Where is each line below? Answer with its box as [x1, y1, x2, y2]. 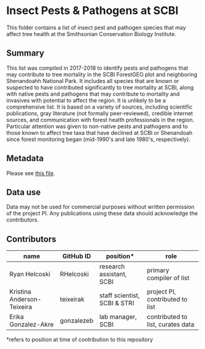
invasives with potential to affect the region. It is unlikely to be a [6, 96, 166, 104]
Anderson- [9, 295, 41, 304]
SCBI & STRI [99, 299, 134, 308]
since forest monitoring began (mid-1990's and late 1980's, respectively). [6, 135, 191, 143]
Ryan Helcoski [9, 270, 51, 278]
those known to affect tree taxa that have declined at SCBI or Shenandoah [6, 129, 193, 136]
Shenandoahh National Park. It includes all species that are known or [6, 77, 179, 84]
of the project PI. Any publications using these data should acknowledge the [6, 210, 198, 217]
